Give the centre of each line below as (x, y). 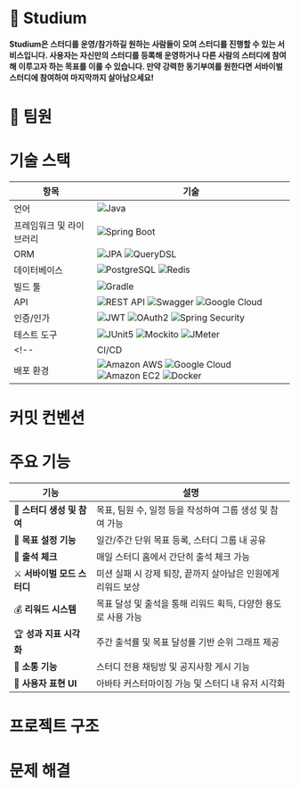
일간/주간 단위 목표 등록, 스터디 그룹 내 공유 (182, 541)
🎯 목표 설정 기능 (45, 541)
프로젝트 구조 (54, 727)
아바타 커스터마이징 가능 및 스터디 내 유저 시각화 (191, 683)
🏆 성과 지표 (38, 634)
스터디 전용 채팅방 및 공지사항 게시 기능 (174, 667)
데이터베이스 (39, 270)
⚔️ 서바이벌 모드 (45, 574)
